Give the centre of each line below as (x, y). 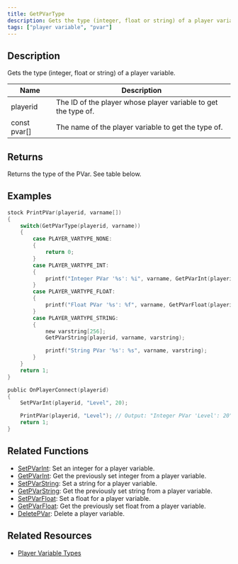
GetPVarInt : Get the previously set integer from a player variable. (112, 475)
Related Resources (50, 536)
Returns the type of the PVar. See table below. (74, 174)
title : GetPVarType (36, 14)
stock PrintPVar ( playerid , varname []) (64, 212)
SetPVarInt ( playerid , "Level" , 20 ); (74, 403)
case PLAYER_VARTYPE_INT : (71, 265)
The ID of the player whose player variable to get (137, 102)
